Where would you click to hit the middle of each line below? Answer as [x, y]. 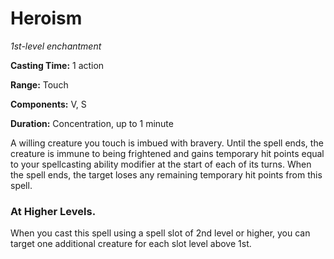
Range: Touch [39, 84]
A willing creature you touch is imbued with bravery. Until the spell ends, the [167, 143]
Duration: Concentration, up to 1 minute [92, 123]
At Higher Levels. [53, 211]
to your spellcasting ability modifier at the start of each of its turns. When [161, 164]
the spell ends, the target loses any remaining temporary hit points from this [166, 174]
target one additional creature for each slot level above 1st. [131, 244]
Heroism [46, 18]
